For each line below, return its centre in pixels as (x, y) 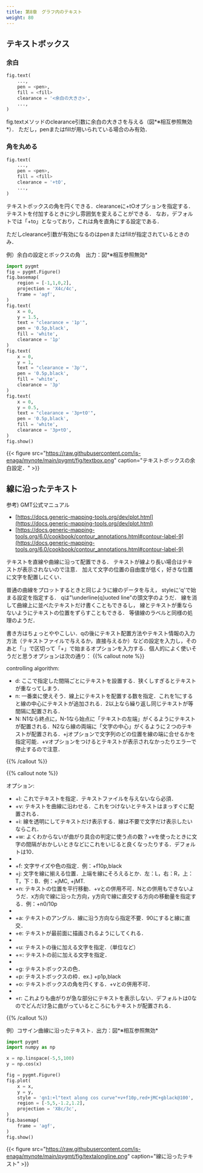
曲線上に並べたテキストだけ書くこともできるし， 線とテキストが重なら (105, 605)
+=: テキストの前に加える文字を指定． (62, 955)
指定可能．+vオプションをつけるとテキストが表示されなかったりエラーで (106, 741)
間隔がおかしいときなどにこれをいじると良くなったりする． (100, 844)
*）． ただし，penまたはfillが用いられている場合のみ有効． (78, 130)
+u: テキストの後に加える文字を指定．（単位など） (77, 947)
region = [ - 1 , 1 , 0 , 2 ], (44, 283)
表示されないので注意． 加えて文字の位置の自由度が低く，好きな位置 (108, 569)
